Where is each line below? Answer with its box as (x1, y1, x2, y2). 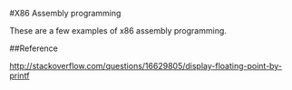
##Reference (9, 43, 59, 54)
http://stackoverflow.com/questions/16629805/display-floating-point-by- (9, 61, 283, 71)
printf (9, 70, 30, 81)
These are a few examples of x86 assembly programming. (9, 25, 227, 35)
